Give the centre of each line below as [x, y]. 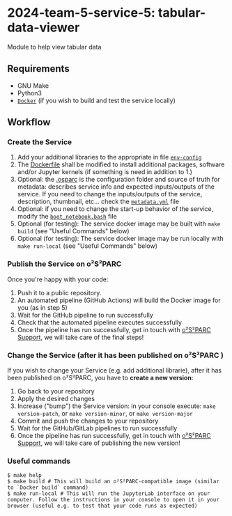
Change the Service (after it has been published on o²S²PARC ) [116, 355]
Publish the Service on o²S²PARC [64, 264]
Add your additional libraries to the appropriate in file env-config [109, 157]
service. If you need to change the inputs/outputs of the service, [110, 194]
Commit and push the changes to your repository [88, 421]
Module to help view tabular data [54, 47]
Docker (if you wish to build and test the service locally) [96, 100]
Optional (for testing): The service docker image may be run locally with [121, 239]
